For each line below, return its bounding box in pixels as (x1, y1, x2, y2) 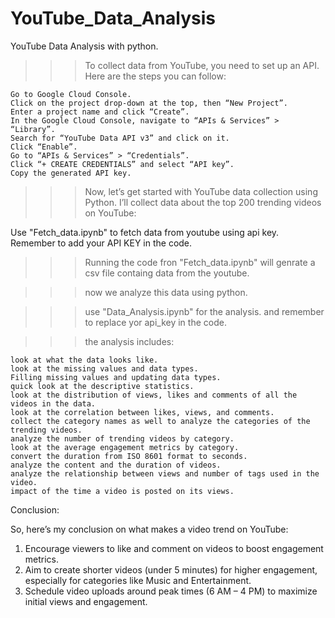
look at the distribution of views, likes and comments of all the (10, 390, 298, 400)
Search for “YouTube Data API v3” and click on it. (10, 133, 230, 143)
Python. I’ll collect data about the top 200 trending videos (84, 196, 322, 208)
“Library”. (10, 124, 56, 134)
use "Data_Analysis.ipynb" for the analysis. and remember (84, 305, 325, 317)
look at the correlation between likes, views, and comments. (10, 407, 275, 417)
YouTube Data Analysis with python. (10, 40, 159, 52)
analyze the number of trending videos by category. (10, 433, 235, 444)
